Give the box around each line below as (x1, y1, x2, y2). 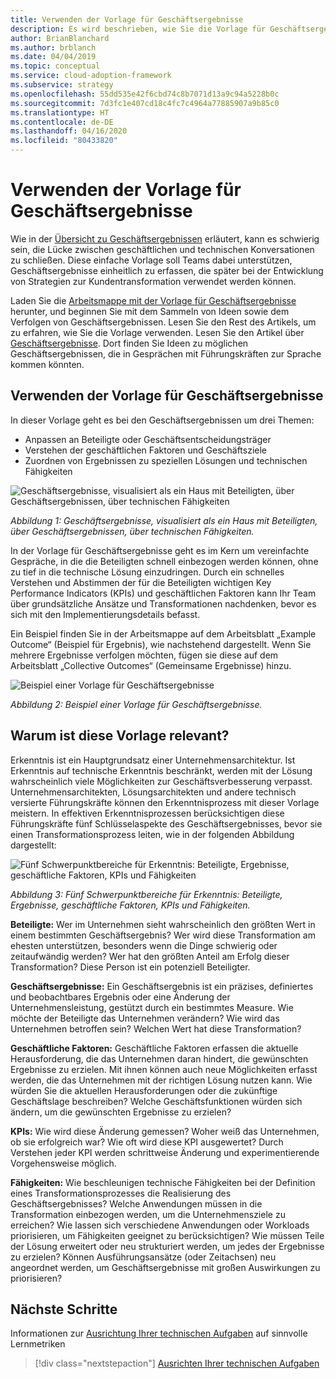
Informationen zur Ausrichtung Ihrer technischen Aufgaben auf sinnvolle (10, 1327, 308, 1340)
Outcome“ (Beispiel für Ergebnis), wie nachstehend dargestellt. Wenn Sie (10, 638, 312, 650)
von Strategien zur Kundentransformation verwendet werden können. (10, 275, 297, 287)
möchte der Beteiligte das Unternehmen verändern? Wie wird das (10, 1012, 280, 1024)
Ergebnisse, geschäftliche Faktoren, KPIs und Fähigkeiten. (10, 899, 251, 911)
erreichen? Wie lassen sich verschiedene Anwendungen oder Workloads (10, 1219, 310, 1231)
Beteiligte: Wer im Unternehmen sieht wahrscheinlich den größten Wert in (10, 918, 316, 930)
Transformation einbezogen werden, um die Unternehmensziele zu (10, 1208, 286, 1220)
